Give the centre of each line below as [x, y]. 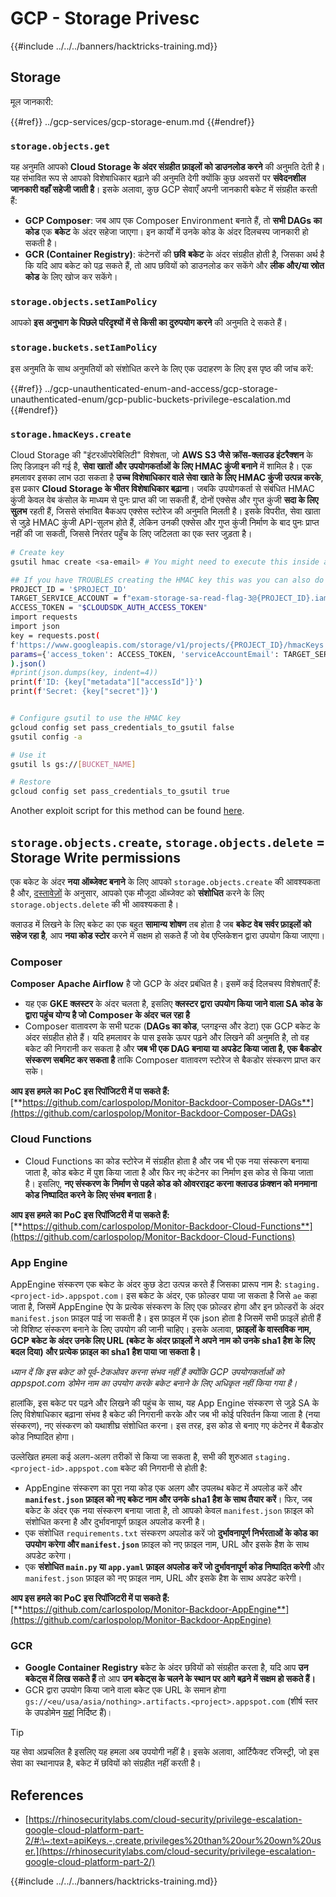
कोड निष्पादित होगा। [42, 1436]
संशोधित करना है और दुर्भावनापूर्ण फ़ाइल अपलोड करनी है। [115, 1521]
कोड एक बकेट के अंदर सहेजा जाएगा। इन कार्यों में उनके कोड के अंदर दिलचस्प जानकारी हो [166, 232]
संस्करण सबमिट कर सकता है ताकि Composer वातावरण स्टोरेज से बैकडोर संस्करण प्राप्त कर [172, 1060]
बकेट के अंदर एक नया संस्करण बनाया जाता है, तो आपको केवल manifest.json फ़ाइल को [169, 1510]
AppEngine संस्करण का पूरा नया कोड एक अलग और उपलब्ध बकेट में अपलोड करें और [163, 1488]
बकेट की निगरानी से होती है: [163, 1468]
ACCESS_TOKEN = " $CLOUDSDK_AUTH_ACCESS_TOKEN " [109, 608]
